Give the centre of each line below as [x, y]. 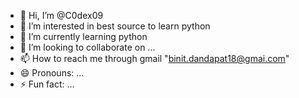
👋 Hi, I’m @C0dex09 [61, 15]
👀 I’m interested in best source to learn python [115, 26]
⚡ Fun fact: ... [47, 84]
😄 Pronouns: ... [52, 73]
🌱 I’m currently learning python [83, 36]
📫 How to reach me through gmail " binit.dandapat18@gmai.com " [154, 58]
